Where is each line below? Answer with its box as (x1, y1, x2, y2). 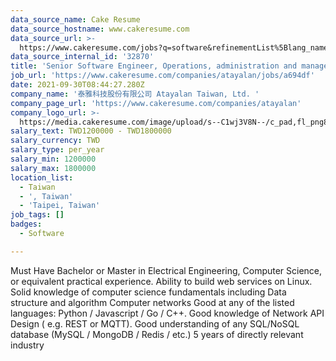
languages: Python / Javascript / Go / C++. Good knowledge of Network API (10, 307, 325, 319)
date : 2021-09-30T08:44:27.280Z (10, 80, 145, 90)
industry (10, 339, 45, 351)
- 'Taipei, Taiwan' (19, 201, 101, 211)
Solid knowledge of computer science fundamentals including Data (10, 286, 287, 298)
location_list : (10, 172, 74, 183)
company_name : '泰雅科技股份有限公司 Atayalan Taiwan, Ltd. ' (10, 89, 260, 99)
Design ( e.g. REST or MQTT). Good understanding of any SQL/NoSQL (10, 317, 300, 330)
